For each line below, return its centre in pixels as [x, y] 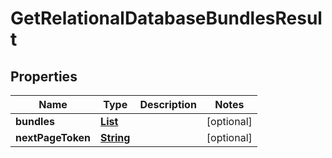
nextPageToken [53, 137]
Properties [44, 76]
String [115, 137]
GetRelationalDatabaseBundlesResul [166, 18]
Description [168, 104]
